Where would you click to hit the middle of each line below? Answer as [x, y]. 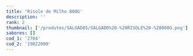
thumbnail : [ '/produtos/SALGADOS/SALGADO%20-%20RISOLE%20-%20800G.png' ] [97, 28]
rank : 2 [16, 22]
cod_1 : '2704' [24, 38]
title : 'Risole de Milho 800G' [44, 11]
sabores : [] [21, 33]
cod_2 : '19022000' [29, 44]
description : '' [26, 17]
